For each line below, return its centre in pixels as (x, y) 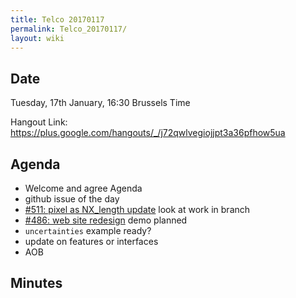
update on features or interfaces (91, 241)
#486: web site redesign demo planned (106, 220)
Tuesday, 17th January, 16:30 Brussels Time (100, 103)
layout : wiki (37, 38)
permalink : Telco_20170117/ (69, 29)
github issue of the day (72, 199)
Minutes (36, 283)
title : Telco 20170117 (57, 19)
